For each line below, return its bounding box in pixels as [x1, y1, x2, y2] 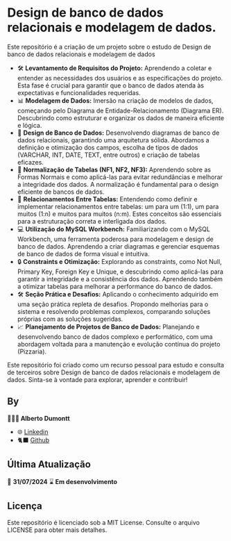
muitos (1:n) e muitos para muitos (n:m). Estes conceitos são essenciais [17, 210, 222, 218]
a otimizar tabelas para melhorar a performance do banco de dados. [17, 282, 213, 290]
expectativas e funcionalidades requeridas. [17, 88, 141, 97]
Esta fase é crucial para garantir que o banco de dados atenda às [17, 81, 205, 90]
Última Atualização [7, 458, 92, 470]
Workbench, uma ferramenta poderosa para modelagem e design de [17, 235, 214, 243]
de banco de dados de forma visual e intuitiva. [17, 249, 151, 258]
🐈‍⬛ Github [17, 435, 50, 444]
